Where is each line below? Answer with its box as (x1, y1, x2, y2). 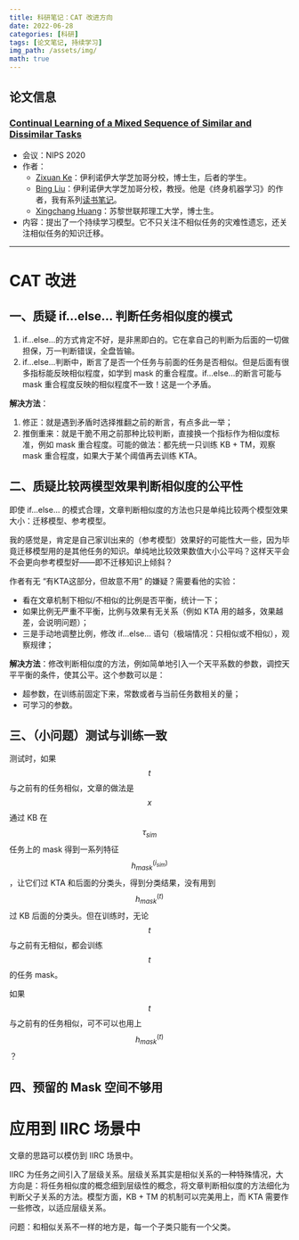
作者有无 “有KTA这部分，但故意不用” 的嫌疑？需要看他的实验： (9, 575, 238, 586)
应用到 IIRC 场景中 (9, 1119, 141, 1139)
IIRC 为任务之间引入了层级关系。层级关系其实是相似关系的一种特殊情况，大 (9, 1169, 284, 1179)
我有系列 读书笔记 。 (51, 194, 122, 205)
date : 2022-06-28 (9, 21, 74, 30)
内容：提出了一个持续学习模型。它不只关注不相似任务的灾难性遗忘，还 (21, 216, 280, 227)
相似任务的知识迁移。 (29, 227, 109, 238)
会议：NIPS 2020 (21, 149, 86, 161)
